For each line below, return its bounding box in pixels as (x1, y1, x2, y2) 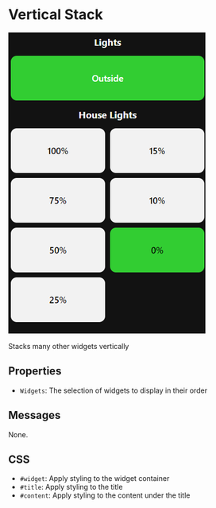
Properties (8, 364, 62, 378)
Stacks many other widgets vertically (8, 341, 129, 351)
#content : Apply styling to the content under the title (19, 491, 191, 500)
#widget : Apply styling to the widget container (19, 474, 170, 483)
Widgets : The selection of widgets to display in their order (19, 386, 208, 395)
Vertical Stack (8, 6, 103, 24)
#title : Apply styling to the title (19, 483, 123, 492)
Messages (8, 409, 61, 422)
